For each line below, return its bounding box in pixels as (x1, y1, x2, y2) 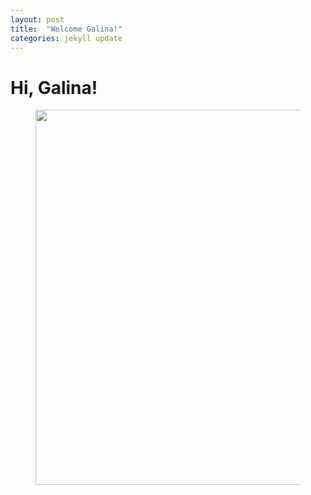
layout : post (10, 14, 65, 25)
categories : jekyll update (10, 33, 123, 43)
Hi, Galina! (10, 76, 98, 99)
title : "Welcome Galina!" (10, 24, 123, 34)
